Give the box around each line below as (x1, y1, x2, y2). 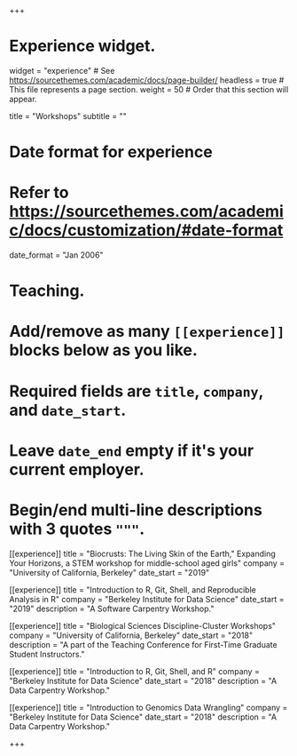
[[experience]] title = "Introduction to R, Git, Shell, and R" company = (9, 665, 260, 676)
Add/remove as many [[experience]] (9, 322, 285, 342)
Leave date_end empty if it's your (9, 441, 254, 460)
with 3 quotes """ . (9, 519, 145, 538)
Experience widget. (9, 36, 156, 56)
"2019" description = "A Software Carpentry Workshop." (9, 603, 215, 614)
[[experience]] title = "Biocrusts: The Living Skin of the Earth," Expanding (9, 548, 277, 559)
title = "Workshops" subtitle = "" (9, 110, 127, 121)
